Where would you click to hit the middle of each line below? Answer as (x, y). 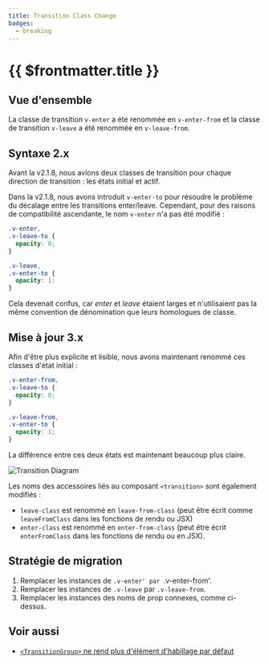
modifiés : (25, 495)
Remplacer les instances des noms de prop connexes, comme (123, 597)
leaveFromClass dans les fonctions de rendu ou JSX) (106, 519)
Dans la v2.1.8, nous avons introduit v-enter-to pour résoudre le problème (130, 197)
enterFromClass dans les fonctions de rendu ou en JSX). (112, 536)
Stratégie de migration (65, 561)
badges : (21, 23)
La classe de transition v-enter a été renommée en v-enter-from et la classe (134, 120)
